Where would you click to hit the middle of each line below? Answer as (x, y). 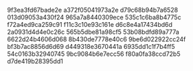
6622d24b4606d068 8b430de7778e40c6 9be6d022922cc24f (96, 39)
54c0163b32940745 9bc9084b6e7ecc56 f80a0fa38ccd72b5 (94, 54)
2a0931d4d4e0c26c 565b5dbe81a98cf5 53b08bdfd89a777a (93, 32)
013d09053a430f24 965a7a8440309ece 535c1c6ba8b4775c (94, 17)
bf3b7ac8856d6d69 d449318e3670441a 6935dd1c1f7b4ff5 (91, 47)
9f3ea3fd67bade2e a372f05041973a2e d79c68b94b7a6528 (93, 10)
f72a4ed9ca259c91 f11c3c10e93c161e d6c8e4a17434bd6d (90, 24)
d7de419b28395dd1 (35, 61)
